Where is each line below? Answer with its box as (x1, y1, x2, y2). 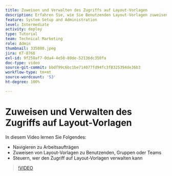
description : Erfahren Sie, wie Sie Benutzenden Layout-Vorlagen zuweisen (5, 12, 168, 17)
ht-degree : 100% (5, 79, 40, 84)
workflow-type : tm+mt (5, 70, 52, 75)
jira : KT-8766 (5, 50, 36, 56)
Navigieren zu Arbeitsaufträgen (12, 144, 79, 150)
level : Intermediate (5, 22, 50, 27)
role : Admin (5, 41, 31, 46)
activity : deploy (5, 27, 42, 32)
